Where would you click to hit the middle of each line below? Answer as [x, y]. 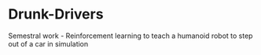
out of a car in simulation [48, 43]
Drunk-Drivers [56, 14]
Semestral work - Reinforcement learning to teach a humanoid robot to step [130, 36]
